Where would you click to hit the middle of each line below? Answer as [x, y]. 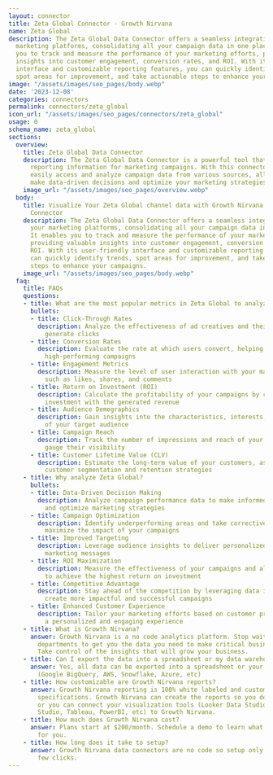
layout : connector [39, 16]
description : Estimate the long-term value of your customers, [147, 462]
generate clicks [72, 334]
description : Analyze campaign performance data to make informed [152, 500]
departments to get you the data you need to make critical [141, 644]
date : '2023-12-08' [41, 92]
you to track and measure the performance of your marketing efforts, [138, 54]
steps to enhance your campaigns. [89, 265]
